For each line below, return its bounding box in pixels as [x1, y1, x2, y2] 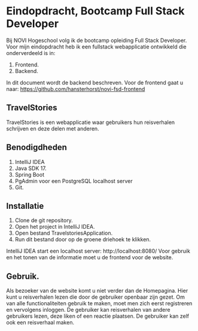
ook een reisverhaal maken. [6, 319, 75, 326]
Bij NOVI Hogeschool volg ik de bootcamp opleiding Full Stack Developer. [6, 37, 187, 44]
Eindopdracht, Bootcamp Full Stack [6, 4, 185, 18]
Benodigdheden [6, 142, 68, 153]
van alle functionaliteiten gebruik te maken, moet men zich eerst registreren [6, 300, 193, 307]
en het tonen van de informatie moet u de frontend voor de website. [6, 254, 173, 261]
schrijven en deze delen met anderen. [6, 124, 100, 132]
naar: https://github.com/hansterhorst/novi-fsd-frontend [6, 85, 145, 92]
